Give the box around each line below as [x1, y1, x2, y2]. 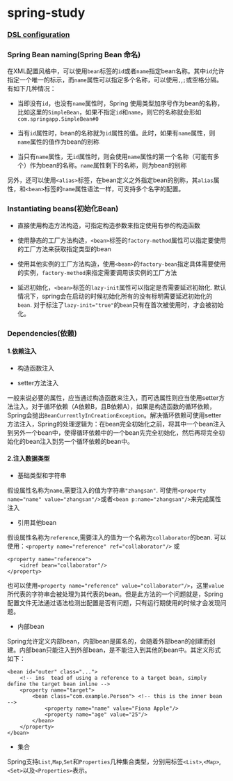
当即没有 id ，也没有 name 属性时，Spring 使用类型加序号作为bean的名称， [17, 99, 224, 107]
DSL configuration [7, 30, 70, 40]
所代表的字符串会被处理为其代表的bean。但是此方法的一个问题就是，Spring [7, 590, 224, 598]
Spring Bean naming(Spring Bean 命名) [7, 50, 141, 60]
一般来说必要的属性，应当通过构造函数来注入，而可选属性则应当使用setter [7, 393, 219, 402]
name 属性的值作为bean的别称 [17, 137, 99, 146]
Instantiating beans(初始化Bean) [7, 204, 119, 214]
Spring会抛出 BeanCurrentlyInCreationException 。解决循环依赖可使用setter [7, 410, 222, 419]
